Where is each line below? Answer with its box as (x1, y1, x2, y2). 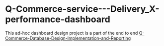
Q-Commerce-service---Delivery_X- (5, 3, 160, 15)
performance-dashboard (5, 14, 110, 25)
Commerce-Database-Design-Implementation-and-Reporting (5, 35, 131, 41)
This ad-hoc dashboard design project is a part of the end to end (5, 30, 138, 36)
